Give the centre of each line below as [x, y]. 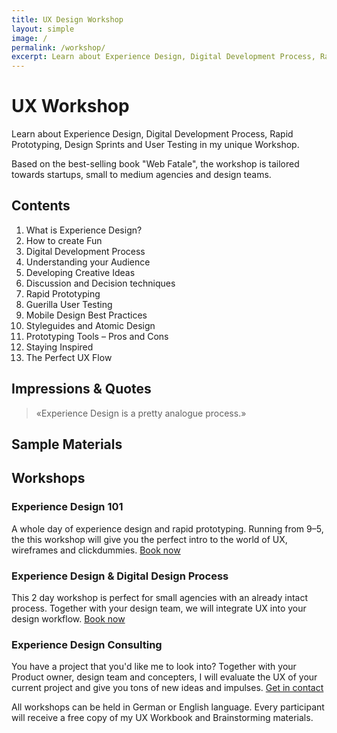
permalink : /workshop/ [58, 47]
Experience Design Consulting [87, 644]
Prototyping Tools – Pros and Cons [97, 336]
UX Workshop [70, 106]
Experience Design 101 [67, 507]
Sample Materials [67, 444]
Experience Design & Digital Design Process [120, 576]
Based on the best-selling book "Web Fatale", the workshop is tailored [155, 164]
